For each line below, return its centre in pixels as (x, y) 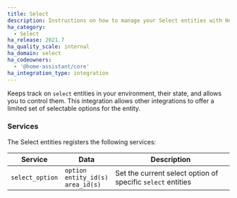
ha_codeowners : (30, 60)
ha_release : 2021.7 (36, 40)
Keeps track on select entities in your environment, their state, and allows (115, 93)
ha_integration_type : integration (58, 73)
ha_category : (26, 27)
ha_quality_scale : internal (49, 47)
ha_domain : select (34, 54)
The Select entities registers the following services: (82, 141)
